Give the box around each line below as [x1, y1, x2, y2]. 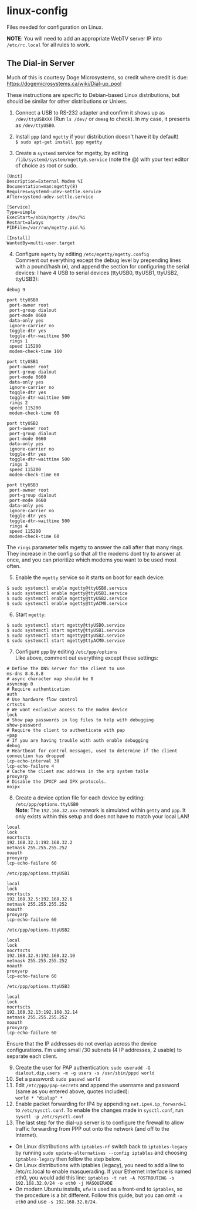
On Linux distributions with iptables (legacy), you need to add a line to [15, 1161, 184, 1168]
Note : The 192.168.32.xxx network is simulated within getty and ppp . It [15, 806, 186, 814]
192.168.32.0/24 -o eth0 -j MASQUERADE [15, 1180, 113, 1186]
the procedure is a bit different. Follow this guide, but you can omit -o [15, 1191, 183, 1199]
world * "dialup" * [15, 1095, 63, 1101]
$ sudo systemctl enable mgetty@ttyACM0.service [6, 600, 128, 606]
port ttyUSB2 [6, 420, 39, 426]
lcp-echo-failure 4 [6, 763, 55, 769]
